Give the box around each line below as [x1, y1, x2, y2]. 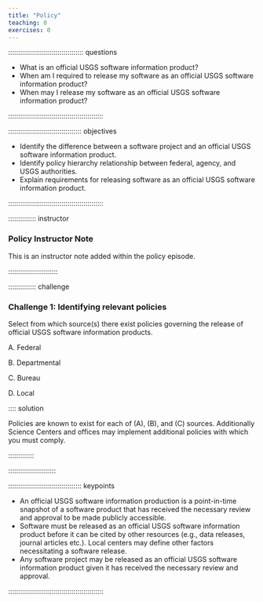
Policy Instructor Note [8, 233, 94, 244]
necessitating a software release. [19, 546, 127, 556]
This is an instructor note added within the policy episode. [8, 251, 196, 261]
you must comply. [8, 435, 66, 444]
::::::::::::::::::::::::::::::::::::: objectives [8, 126, 117, 136]
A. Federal [8, 342, 42, 352]
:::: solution [8, 403, 45, 413]
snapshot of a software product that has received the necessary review [19, 504, 251, 514]
